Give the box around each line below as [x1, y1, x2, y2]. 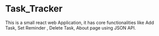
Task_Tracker [5, 3, 63, 14]
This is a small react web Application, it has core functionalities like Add [5, 19, 154, 25]
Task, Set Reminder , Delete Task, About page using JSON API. [5, 24, 136, 30]
